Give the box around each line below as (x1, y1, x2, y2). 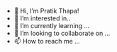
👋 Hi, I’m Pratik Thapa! (13, 7, 79, 15)
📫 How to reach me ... (13, 37, 80, 45)
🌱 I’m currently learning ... (13, 22, 90, 30)
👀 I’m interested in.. (13, 14, 71, 22)
